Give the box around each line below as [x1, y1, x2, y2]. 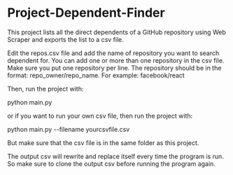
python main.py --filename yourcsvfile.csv [7, 125, 130, 133]
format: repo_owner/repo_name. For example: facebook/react [7, 71, 185, 79]
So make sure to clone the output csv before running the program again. [7, 159, 216, 168]
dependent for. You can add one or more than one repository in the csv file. [7, 56, 225, 64]
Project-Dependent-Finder [7, 5, 166, 21]
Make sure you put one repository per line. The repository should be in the [7, 63, 222, 72]
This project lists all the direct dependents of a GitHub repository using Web [7, 28, 226, 36]
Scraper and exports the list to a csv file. [7, 35, 124, 43]
